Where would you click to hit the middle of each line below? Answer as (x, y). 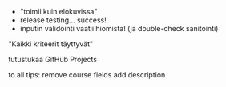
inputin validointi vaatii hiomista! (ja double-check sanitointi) (119, 28)
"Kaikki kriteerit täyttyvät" (51, 44)
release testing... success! (63, 20)
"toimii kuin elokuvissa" (59, 12)
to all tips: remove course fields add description (87, 75)
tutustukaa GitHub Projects (53, 59)
